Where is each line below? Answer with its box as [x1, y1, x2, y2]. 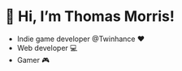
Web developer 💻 [16, 43, 78, 52]
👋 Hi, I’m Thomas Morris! [5, 7, 175, 26]
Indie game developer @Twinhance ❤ [16, 34, 145, 44]
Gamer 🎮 [16, 55, 50, 65]
